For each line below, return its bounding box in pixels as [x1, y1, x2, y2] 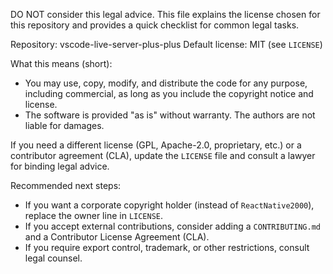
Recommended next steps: [10, 180, 122, 191]
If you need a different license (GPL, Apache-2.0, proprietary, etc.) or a [10, 139, 302, 151]
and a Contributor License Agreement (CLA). [24, 231, 210, 243]
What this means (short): [10, 58, 113, 69]
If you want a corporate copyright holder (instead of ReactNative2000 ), [24, 199, 315, 211]
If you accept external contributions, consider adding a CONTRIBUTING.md [24, 220, 321, 232]
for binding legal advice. [10, 160, 110, 172]
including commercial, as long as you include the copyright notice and [24, 88, 314, 99]
